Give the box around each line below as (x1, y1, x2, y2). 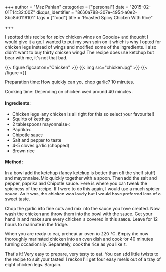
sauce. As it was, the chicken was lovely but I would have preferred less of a (5, 191, 161, 197)
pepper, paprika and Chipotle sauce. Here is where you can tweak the (5, 180, 147, 187)
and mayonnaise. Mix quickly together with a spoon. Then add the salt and (5, 175, 157, 181)
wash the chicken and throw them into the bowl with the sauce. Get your (5, 211, 153, 217)
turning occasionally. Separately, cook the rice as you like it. (5, 241, 127, 247)
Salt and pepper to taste (12, 137, 62, 143)
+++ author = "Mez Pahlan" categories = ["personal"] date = (5, 4, 129, 10)
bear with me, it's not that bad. (5, 55, 68, 61)
